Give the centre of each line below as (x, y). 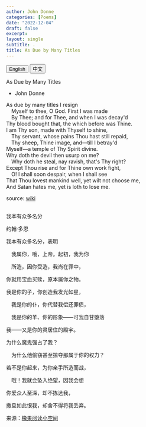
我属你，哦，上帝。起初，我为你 (50, 254)
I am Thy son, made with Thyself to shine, (57, 130)
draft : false (22, 28)
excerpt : (17, 34)
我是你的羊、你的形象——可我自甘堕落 (58, 317)
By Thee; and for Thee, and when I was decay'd (70, 117)
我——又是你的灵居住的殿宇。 (42, 330)
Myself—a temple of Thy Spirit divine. (52, 148)
